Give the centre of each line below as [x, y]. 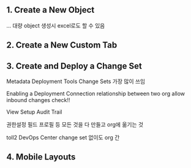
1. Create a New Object [51, 10]
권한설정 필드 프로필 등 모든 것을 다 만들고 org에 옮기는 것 [75, 125]
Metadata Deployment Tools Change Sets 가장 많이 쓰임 [76, 81]
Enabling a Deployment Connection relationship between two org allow [96, 93]
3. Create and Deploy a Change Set [74, 66]
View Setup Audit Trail [34, 112]
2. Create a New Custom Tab [62, 45]
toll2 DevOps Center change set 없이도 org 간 [63, 137]
